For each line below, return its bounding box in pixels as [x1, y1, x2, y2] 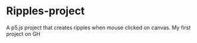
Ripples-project [6, 4, 85, 18]
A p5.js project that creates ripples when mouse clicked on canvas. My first [6, 24, 191, 31]
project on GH [6, 30, 40, 37]
